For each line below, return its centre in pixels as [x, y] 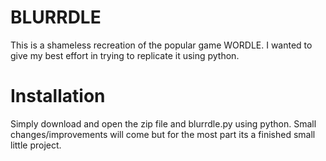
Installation [58, 96]
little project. [36, 145]
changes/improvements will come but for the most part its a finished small [163, 134]
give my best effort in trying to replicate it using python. [125, 55]
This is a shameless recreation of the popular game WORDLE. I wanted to [161, 45]
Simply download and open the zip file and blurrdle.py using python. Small [163, 123]
